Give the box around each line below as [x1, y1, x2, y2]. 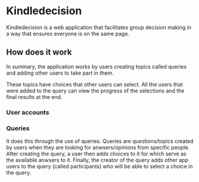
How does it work [6, 47, 72, 58]
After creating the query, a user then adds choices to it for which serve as [6, 150, 187, 157]
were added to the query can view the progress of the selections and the [6, 87, 185, 94]
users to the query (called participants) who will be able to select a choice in [6, 162, 193, 170]
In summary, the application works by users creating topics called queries [6, 63, 187, 70]
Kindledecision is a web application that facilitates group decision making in [6, 24, 192, 31]
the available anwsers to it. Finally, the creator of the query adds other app [6, 156, 189, 164]
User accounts [6, 108, 49, 116]
